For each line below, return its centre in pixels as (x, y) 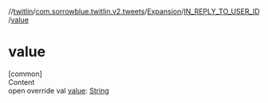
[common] (25, 74)
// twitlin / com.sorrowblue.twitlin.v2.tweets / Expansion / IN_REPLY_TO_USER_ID (134, 11)
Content (22, 82)
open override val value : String (59, 90)
